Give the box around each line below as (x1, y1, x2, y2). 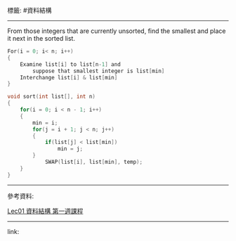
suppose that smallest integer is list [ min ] (32, 67, 165, 74)
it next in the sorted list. (7, 34, 76, 42)
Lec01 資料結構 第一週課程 (7, 207, 84, 215)
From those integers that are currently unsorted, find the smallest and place (7, 27, 226, 35)
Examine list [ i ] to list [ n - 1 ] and (20, 60, 121, 68)
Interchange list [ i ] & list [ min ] (20, 74, 118, 81)
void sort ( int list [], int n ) (7, 93, 96, 100)
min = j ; (57, 145, 83, 152)
